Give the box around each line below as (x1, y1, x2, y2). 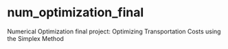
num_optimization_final (7, 5, 144, 20)
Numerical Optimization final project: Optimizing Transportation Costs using (7, 27, 221, 35)
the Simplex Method (7, 34, 64, 42)
